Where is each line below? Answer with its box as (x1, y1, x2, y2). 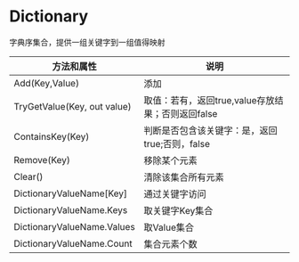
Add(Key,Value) (13, 77, 80, 89)
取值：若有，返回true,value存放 (143, 94, 275, 106)
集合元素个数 (143, 238, 198, 250)
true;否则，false (143, 137, 211, 150)
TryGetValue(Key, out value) (13, 100, 132, 112)
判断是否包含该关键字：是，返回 (143, 124, 278, 136)
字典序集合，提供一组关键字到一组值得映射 (9, 37, 166, 47)
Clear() (13, 170, 44, 183)
